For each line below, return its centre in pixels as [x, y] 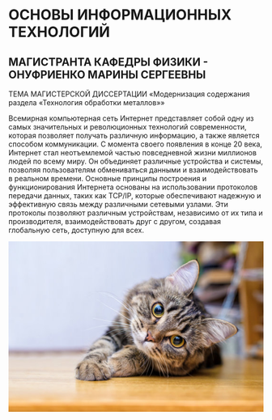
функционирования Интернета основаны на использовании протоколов [133, 187]
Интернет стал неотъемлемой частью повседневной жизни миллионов [133, 153]
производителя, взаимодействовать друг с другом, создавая [115, 221]
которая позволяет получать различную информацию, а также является [134, 136]
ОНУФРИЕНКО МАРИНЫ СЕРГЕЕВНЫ [107, 74]
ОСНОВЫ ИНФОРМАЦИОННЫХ [120, 15]
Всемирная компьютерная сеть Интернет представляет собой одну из [131, 118]
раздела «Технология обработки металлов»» [87, 102]
